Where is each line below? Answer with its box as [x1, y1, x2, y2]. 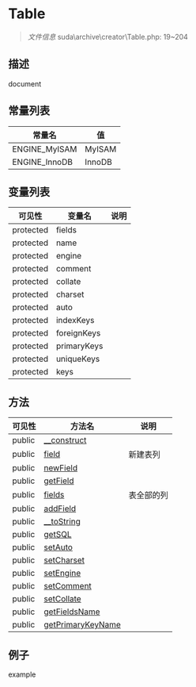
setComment [43, 581, 92, 592]
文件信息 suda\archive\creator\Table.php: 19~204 [27, 32, 188, 41]
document [8, 79, 42, 88]
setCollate [43, 593, 81, 604]
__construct [43, 435, 87, 446]
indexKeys [55, 315, 95, 326]
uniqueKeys [55, 354, 100, 365]
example [8, 670, 36, 679]
